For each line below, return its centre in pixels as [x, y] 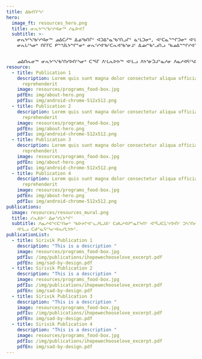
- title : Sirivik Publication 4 [52, 324]
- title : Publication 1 [41, 73]
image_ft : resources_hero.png [49, 23]
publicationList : [28, 235]
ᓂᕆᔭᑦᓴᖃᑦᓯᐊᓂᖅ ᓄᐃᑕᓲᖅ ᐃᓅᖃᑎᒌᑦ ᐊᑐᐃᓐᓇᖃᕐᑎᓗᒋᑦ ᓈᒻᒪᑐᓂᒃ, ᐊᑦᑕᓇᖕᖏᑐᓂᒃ [102, 40]
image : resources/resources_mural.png [60, 212]
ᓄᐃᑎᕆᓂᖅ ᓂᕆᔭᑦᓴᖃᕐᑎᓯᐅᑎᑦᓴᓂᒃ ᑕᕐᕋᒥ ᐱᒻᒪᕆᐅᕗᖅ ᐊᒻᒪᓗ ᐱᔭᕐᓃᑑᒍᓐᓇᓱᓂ [94, 61]
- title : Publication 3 [41, 140]
